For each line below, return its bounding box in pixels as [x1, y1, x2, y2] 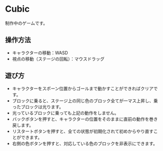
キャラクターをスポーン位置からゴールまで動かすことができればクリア [12, 86, 154, 91]
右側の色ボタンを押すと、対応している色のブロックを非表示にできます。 [12, 140, 158, 146]
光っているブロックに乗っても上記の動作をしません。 [12, 110, 119, 116]
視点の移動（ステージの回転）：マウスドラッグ [12, 56, 105, 62]
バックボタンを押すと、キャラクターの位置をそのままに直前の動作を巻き [12, 116, 158, 122]
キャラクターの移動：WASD [12, 50, 68, 56]
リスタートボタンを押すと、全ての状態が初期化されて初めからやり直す [12, 128, 154, 134]
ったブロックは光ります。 [12, 104, 64, 109]
